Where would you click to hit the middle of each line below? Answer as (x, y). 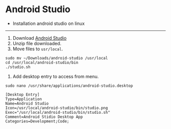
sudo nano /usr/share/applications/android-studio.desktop (69, 86)
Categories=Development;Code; (37, 121)
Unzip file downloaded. (37, 43)
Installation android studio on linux (49, 23)
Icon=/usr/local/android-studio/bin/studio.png (57, 108)
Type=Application (24, 99)
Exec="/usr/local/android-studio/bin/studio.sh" (58, 112)
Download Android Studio (40, 38)
